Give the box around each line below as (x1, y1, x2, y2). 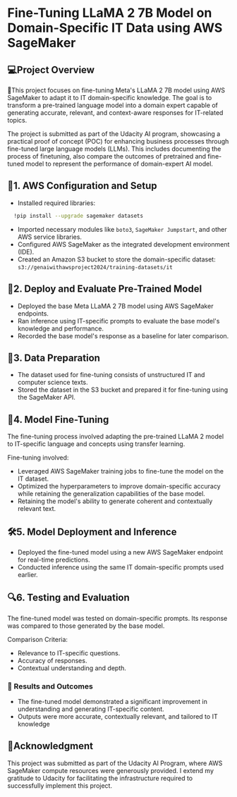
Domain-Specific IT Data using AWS (7, 20, 223, 36)
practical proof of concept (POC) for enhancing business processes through (7, 137, 229, 145)
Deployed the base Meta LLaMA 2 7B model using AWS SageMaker (17, 302, 214, 310)
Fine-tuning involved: (7, 453, 69, 462)
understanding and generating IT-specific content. (17, 705, 164, 713)
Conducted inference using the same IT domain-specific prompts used (17, 562, 224, 572)
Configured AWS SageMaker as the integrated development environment (17, 240, 230, 248)
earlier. (17, 570, 38, 579)
